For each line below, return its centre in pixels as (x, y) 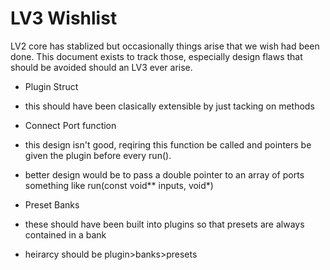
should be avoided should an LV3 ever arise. (101, 67)
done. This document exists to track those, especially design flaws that (156, 56)
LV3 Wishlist (64, 18)
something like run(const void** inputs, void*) (119, 185)
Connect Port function (70, 125)
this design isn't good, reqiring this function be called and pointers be (168, 144)
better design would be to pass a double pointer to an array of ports (164, 174)
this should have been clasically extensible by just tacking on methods (169, 106)
